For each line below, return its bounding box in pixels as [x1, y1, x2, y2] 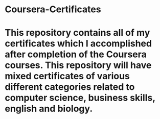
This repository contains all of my [5, 27, 150, 39]
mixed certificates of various [5, 70, 130, 82]
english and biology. [5, 103, 93, 114]
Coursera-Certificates [5, 4, 101, 15]
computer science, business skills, [5, 92, 155, 104]
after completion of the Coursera [5, 49, 147, 60]
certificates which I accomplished [5, 38, 152, 50]
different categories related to [5, 81, 135, 93]
